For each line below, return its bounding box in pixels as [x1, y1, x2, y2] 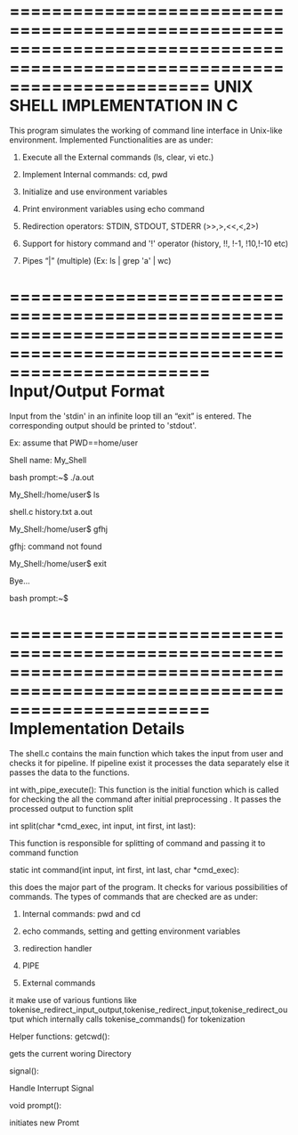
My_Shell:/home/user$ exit [9, 558, 107, 568]
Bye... [9, 576, 31, 586]
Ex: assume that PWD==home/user [9, 437, 139, 448]
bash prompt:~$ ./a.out [9, 471, 95, 482]
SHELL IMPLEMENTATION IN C [9, 95, 238, 116]
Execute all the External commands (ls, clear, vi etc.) [21, 151, 214, 162]
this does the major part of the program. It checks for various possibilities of [9, 881, 288, 892]
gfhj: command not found [9, 541, 102, 551]
